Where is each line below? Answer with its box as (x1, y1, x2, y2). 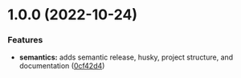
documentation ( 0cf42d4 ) (18, 61, 105, 71)
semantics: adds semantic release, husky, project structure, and (18, 52, 234, 62)
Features (7, 35, 43, 46)
